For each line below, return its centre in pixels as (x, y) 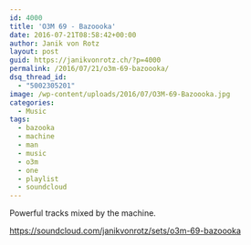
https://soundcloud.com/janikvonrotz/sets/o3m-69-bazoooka (125, 231)
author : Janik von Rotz (55, 43)
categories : (32, 102)
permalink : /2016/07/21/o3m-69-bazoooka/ (89, 69)
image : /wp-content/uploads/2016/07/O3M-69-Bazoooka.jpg (120, 94)
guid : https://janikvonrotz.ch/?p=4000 (85, 60)
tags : (20, 119)
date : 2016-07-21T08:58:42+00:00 (73, 35)
